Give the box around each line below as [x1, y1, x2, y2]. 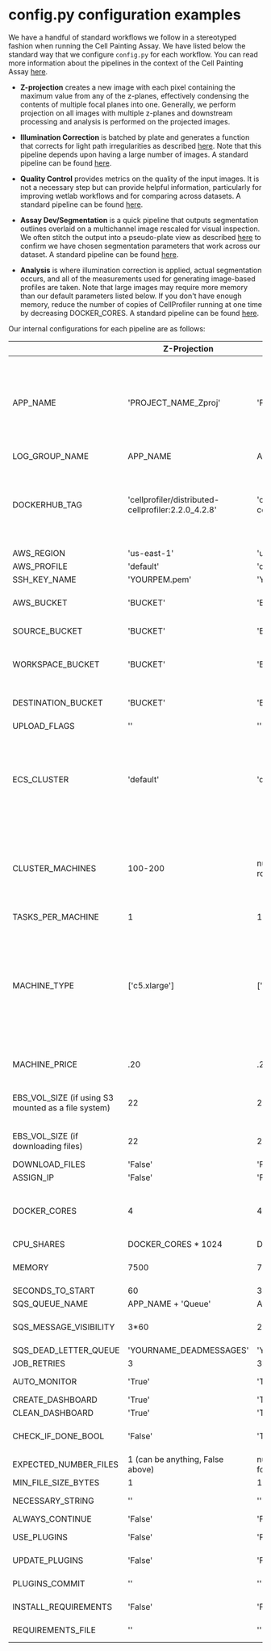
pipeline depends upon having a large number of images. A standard [19, 150, 248, 159]
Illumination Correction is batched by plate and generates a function [19, 132, 250, 142]
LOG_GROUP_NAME [12, 450, 90, 461]
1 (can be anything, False [127, 1453, 224, 1464]
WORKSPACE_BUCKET [12, 659, 100, 670]
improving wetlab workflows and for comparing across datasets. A [19, 191, 242, 200]
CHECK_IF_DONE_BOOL [12, 1430, 105, 1442]
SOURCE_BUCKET [12, 625, 83, 636]
